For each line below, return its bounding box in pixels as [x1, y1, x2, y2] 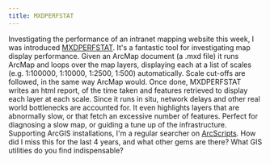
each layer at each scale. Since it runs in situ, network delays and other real [8, 94, 260, 103]
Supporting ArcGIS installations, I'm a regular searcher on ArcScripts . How [8, 128, 256, 138]
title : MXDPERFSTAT [8, 11, 74, 20]
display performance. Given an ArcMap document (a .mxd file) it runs [8, 51, 239, 61]
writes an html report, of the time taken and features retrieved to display [8, 86, 248, 95]
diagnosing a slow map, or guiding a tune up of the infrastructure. [8, 119, 227, 129]
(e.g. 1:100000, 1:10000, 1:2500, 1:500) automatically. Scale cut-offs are [8, 68, 246, 77]
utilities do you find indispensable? [8, 145, 124, 155]
